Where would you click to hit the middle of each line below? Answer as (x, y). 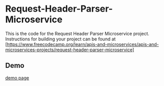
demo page (17, 78)
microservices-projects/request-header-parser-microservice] (70, 50)
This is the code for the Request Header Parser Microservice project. (77, 33)
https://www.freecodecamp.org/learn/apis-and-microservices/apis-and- (83, 44)
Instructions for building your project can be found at (60, 39)
